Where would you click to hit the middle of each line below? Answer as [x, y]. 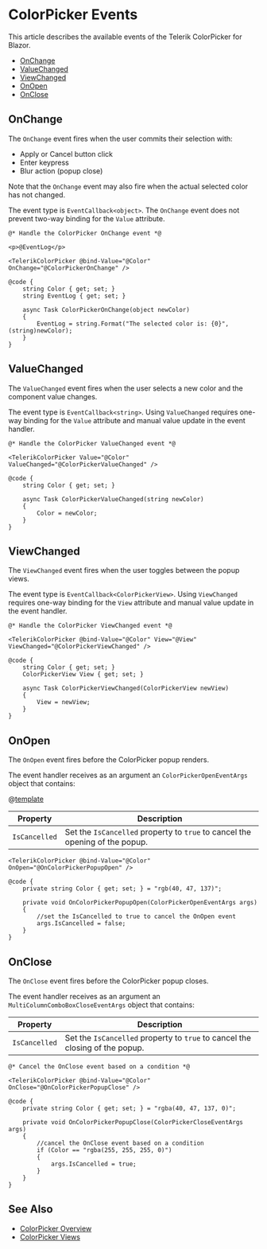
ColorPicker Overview [56, 1228]
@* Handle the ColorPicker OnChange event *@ [85, 233]
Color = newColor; [67, 513]
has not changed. [37, 195]
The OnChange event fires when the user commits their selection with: [120, 138]
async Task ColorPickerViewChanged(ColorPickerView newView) [126, 689]
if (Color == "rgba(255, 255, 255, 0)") [104, 1150]
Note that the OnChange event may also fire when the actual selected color [128, 186]
